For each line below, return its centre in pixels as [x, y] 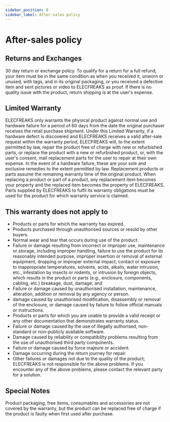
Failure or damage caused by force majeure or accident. [71, 348]
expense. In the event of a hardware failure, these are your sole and [76, 163]
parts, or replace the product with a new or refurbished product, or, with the [84, 153]
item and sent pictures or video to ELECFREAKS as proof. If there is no [78, 87]
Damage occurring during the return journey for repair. [69, 354]
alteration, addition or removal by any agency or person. [71, 294]
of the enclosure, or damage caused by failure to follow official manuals [87, 305]
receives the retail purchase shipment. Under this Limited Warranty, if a [79, 131]
